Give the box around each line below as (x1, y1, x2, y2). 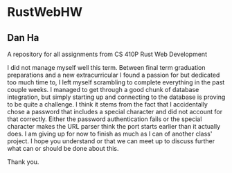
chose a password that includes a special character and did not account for (7, 108, 223, 116)
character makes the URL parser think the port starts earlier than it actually (7, 122, 221, 130)
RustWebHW (7, 4, 83, 20)
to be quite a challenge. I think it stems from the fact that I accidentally (7, 100, 208, 108)
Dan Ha (7, 32, 39, 44)
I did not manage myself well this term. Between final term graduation (7, 64, 206, 71)
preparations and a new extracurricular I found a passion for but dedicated (7, 71, 220, 79)
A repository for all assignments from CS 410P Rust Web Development (7, 50, 208, 58)
